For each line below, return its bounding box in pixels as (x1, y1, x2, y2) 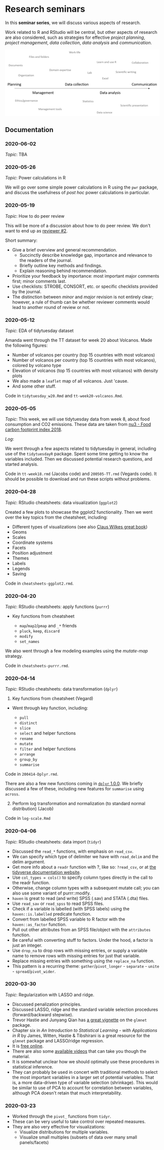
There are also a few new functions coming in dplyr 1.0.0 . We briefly (5, 781, 143, 786)
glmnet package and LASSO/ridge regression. (12, 1038, 104, 1043)
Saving (12, 571, 26, 577)
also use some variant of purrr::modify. (12, 890, 91, 896)
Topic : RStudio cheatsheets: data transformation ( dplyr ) (5, 686, 118, 692)
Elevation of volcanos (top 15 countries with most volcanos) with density (12, 367, 158, 374)
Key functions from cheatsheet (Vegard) (12, 696, 94, 701)
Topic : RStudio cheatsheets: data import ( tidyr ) (5, 839, 101, 844)
